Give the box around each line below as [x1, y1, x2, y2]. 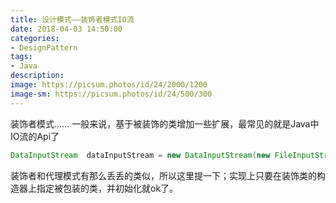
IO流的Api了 [10, 130, 60, 142]
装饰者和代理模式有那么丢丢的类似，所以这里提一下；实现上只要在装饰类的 [10, 169, 317, 181]
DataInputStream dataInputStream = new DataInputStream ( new [10, 150, 271, 160]
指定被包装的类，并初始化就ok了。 [36, 182, 179, 194]
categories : [10, 33, 60, 43]
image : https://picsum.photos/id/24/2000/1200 [10, 80, 208, 90]
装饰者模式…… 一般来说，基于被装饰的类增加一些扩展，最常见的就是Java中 [10, 117, 320, 130]
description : [10, 71, 65, 81]
